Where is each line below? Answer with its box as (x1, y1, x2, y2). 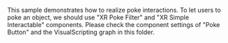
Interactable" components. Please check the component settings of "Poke (7, 21, 220, 28)
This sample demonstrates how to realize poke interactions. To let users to (7, 6, 221, 14)
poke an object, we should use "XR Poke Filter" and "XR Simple (7, 13, 190, 21)
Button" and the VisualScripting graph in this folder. (7, 28, 155, 36)
